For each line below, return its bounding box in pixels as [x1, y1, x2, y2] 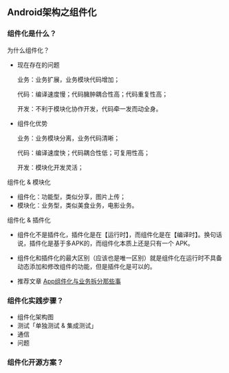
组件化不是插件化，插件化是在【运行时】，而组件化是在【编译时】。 [17, 230, 204, 239]
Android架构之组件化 [7, 6, 97, 19]
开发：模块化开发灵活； [17, 163, 84, 171]
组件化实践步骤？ [7, 296, 64, 305]
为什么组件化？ [7, 46, 50, 54]
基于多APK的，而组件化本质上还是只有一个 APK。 [53, 239, 194, 247]
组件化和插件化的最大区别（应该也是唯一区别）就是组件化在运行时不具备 [17, 254, 222, 262]
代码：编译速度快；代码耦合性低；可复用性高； [17, 148, 150, 157]
